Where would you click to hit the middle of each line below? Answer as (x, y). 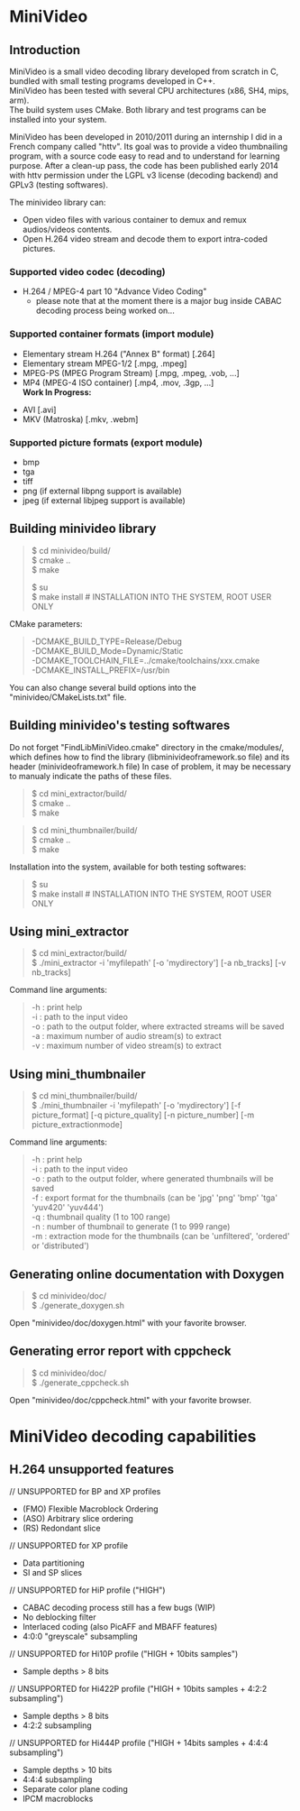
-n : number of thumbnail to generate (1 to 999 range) (131, 1227)
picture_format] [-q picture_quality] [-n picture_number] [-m (143, 1115)
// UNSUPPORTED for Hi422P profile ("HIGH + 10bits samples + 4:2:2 (138, 1688)
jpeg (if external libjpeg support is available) (104, 500)
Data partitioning (54, 1563)
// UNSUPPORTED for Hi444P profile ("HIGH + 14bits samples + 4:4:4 (139, 1742)
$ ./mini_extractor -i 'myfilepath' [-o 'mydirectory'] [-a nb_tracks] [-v (159, 963)
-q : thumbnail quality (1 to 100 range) (101, 1217)
